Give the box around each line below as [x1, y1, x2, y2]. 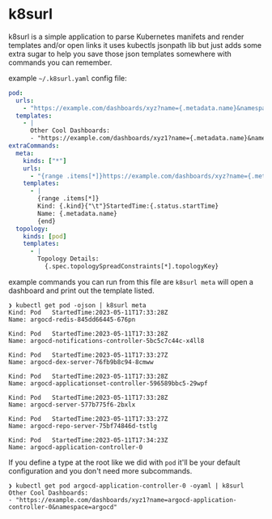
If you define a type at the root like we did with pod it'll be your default [8, 457, 240, 467]
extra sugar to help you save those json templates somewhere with [8, 49, 232, 58]
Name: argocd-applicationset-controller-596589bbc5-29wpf [8, 379, 208, 388]
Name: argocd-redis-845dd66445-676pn [8, 315, 136, 324]
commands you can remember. [8, 58, 113, 67]
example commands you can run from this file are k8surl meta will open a [8, 277, 253, 286]
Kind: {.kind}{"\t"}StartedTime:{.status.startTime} [37, 202, 219, 211]
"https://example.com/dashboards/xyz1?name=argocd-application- [15, 495, 237, 504]
